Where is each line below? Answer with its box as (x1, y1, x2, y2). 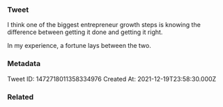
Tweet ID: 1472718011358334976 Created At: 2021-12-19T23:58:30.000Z (7, 74, 217, 83)
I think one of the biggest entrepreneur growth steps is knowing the (7, 21, 201, 29)
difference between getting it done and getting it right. (7, 28, 163, 36)
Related (7, 92, 34, 101)
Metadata (7, 59, 40, 69)
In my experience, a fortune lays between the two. (7, 42, 151, 50)
